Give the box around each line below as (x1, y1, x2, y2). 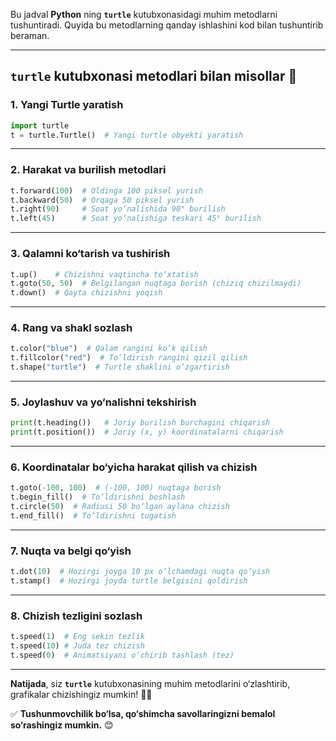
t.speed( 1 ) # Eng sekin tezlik (10, 632, 145, 642)
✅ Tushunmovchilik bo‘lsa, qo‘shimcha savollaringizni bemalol (10, 707, 276, 719)
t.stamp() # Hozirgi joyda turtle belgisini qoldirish (10, 576, 248, 586)
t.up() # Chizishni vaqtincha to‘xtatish (10, 269, 199, 279)
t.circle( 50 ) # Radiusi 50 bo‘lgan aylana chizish (10, 502, 230, 512)
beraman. (10, 30, 50, 41)
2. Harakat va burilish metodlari (10, 163, 167, 177)
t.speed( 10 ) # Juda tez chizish (10, 641, 145, 651)
